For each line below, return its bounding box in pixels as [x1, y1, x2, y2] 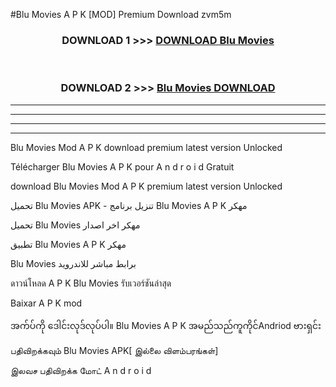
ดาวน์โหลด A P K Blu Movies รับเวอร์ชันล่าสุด [10, 277, 172, 289]
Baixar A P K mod [10, 297, 83, 309]
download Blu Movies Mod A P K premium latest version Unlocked [10, 180, 283, 192]
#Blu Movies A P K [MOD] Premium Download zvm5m [10, 9, 232, 20]
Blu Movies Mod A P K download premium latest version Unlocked [10, 141, 283, 153]
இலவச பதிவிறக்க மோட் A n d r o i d [10, 364, 152, 376]
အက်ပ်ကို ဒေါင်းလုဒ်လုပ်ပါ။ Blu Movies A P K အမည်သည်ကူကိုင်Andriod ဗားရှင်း [10, 319, 322, 331]
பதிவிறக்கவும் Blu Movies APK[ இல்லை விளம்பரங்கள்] [10, 344, 219, 356]
